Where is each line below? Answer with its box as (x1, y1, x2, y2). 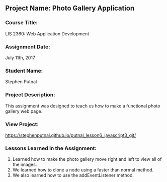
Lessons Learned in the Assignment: (5, 145, 97, 152)
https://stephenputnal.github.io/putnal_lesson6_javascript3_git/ (5, 132, 136, 138)
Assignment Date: (5, 43, 50, 50)
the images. (12, 161, 37, 168)
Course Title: (5, 19, 38, 26)
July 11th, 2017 (5, 54, 35, 60)
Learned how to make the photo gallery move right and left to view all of (12, 156, 162, 162)
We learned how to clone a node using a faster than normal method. (12, 167, 154, 173)
